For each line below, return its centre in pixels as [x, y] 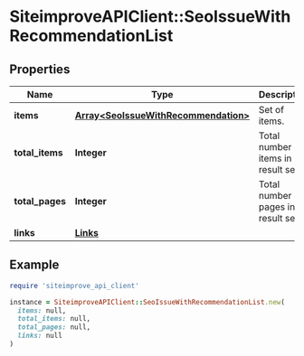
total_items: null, [54, 319]
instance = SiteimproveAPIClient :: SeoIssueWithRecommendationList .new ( [147, 302]
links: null [40, 336]
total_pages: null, [54, 327]
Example [34, 265]
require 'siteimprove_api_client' [75, 286]
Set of [271, 110]
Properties [40, 69]
